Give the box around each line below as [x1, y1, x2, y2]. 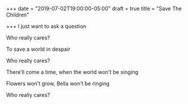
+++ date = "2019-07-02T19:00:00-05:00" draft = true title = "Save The [6, 5, 182, 12]
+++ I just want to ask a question [6, 23, 87, 30]
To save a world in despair [6, 45, 71, 53]
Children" [6, 11, 30, 18]
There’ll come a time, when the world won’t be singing [6, 69, 139, 76]
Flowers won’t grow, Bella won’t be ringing [6, 80, 110, 87]
